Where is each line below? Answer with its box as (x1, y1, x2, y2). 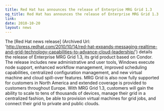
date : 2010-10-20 (5, 20, 41, 26)
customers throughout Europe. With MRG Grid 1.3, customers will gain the (5, 85, 154, 91)
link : (5, 16, 16, 21)
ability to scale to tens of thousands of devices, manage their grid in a (5, 91, 146, 96)
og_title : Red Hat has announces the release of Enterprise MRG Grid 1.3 (5, 12, 159, 17)
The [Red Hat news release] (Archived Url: (5, 38, 91, 44)
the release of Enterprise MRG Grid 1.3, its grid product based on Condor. (5, 54, 153, 60)
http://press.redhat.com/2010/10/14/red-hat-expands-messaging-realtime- (6, 44, 158, 50)
